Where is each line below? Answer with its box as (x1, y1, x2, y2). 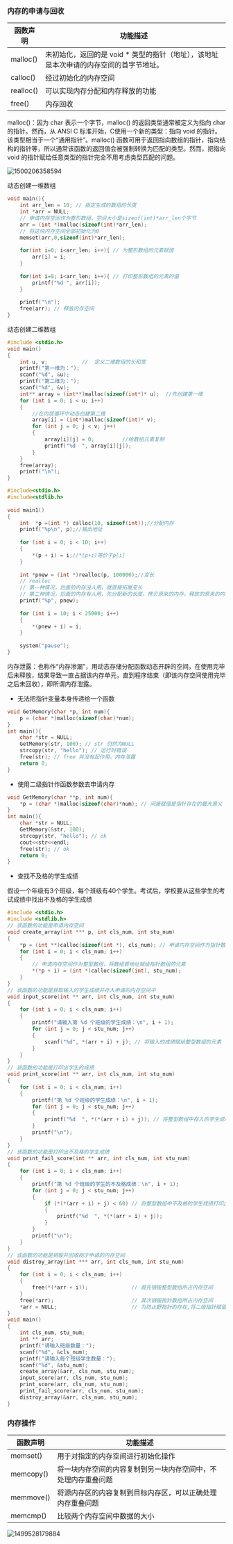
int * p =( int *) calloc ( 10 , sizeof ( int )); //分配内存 (19, 519, 175, 526)
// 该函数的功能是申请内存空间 (7, 923, 85, 929)
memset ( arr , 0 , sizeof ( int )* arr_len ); (19, 234, 126, 241)
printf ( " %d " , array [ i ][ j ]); (44, 442, 132, 449)
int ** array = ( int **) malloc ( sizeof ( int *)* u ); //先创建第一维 (19, 391, 203, 398)
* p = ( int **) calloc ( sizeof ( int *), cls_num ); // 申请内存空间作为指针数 (19, 941, 226, 948)
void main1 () (7, 506, 45, 514)
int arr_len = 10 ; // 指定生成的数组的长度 (19, 202, 137, 209)
